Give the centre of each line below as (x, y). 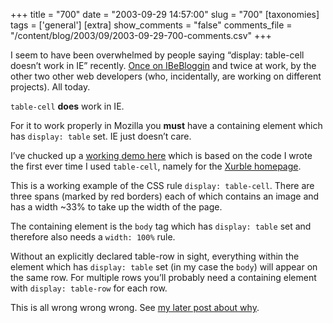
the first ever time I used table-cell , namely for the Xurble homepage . (156, 166)
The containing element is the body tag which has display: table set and (161, 226)
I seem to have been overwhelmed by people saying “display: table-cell (157, 55)
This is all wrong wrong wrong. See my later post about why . (135, 307)
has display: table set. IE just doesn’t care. (101, 136)
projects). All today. (50, 87)
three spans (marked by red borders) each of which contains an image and (165, 196)
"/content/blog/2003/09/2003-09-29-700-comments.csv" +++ (141, 35)
